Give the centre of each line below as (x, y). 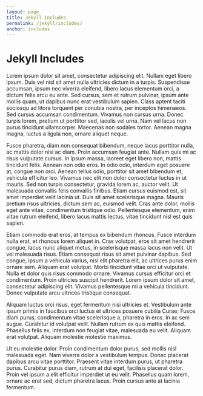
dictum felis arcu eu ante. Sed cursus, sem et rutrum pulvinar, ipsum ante (98, 95)
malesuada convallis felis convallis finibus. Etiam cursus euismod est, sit (96, 191)
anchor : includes (28, 29)
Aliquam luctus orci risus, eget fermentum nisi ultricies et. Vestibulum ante (99, 305)
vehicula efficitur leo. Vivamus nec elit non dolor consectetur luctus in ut (97, 178)
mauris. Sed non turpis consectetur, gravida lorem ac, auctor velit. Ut (92, 184)
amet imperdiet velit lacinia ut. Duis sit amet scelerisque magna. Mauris (95, 197)
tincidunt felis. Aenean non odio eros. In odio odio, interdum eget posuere (98, 165)
